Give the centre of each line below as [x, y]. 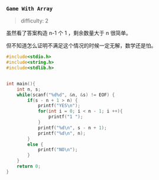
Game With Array [30, 9]
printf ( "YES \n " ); [59, 106]
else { [35, 144]
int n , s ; [29, 89]
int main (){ [21, 83]
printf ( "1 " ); [66, 117]
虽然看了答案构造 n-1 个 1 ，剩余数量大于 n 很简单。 [69, 33]
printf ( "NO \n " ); [58, 150]
